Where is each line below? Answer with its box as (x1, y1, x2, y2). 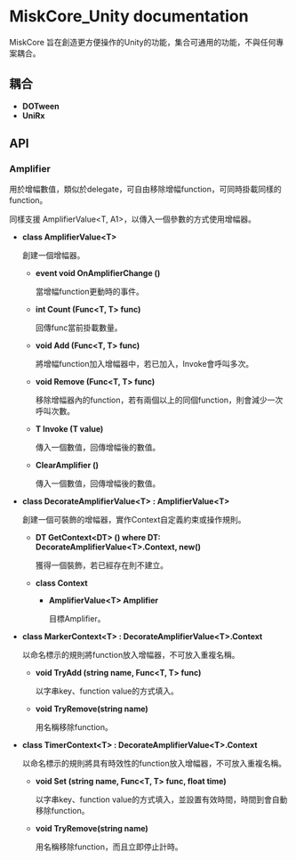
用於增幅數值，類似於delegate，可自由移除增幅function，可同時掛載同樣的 (9, 184, 282, 195)
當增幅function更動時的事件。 (35, 287, 144, 297)
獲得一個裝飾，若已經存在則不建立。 (35, 560, 169, 571)
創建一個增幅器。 (21, 250, 85, 261)
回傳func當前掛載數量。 (35, 322, 123, 333)
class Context (35, 578, 88, 588)
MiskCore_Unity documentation (9, 6, 249, 27)
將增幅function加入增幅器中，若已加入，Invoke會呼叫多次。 (35, 359, 254, 369)
